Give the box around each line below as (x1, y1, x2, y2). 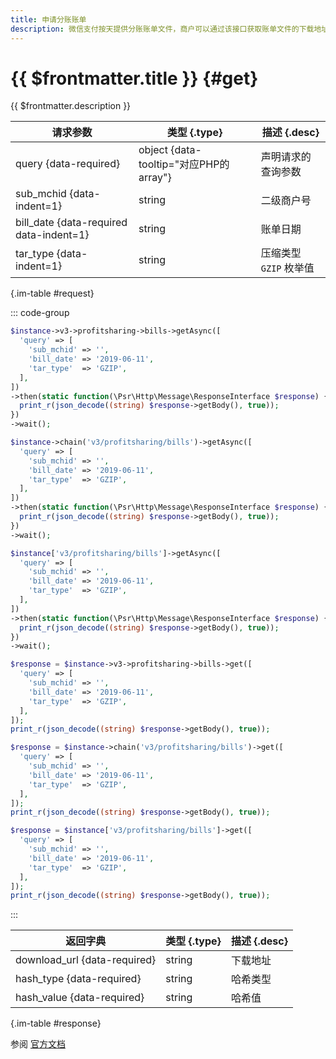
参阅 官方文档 (10, 1038, 66, 1050)
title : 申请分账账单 (10, 14, 87, 25)
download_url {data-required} (15, 953, 157, 967)
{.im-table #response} (10, 1017, 102, 1030)
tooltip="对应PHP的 (138, 157, 230, 171)
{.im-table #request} (10, 287, 95, 300)
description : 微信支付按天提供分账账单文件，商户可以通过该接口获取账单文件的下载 (10, 24, 315, 34)
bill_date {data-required (15, 216, 128, 230)
